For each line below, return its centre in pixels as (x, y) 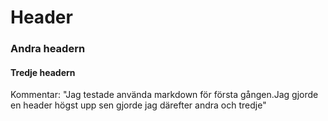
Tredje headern (43, 72)
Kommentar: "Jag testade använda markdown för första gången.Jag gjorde (164, 95)
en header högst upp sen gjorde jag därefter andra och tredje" (138, 105)
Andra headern (48, 49)
